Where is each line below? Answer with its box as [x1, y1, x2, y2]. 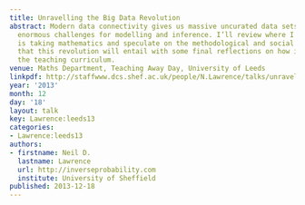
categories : [9, 123, 54, 132]
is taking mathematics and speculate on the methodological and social [17, 38, 295, 48]
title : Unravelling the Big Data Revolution [9, 13, 181, 23]
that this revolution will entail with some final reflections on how [17, 47, 290, 56]
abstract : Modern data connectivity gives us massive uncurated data [9, 22, 279, 31]
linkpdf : [9, 73, 43, 82]
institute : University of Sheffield [17, 173, 156, 182]
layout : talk [9, 106, 59, 115]
